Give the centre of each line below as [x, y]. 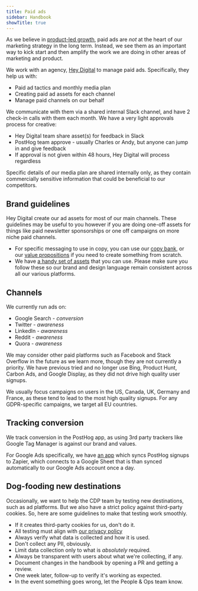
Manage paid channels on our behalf [59, 100]
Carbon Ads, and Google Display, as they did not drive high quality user [93, 374]
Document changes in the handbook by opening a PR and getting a [96, 563]
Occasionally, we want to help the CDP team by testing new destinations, [95, 501]
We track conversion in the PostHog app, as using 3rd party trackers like [95, 437]
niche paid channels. [32, 237]
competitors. [22, 185]
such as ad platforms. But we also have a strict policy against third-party [94, 507]
